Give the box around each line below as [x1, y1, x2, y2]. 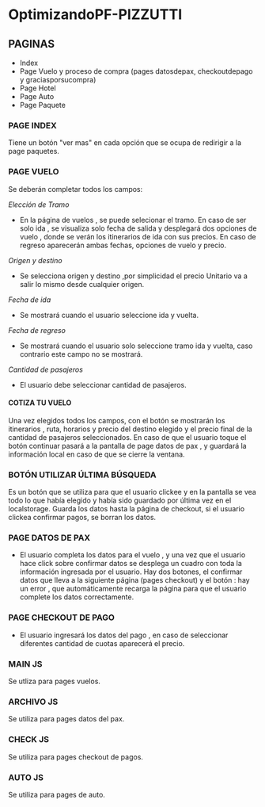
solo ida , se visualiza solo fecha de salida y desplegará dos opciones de [19, 224, 257, 233]
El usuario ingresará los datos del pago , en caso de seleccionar [19, 630, 229, 640]
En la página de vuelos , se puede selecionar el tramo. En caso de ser [19, 215, 247, 224]
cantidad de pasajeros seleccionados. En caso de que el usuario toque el [8, 432, 247, 442]
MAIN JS [8, 658, 43, 669]
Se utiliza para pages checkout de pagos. [8, 752, 144, 762]
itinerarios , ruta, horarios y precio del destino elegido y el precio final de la [8, 424, 253, 434]
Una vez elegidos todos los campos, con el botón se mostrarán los [8, 415, 225, 425]
